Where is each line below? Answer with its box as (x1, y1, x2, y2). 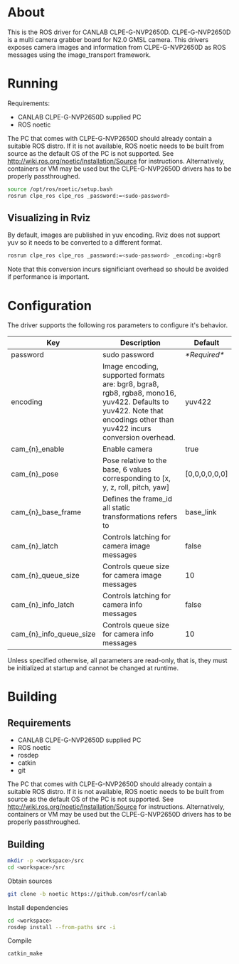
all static (102, 503, 131, 513)
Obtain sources (7, 876, 53, 885)
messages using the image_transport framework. (7, 51, 152, 59)
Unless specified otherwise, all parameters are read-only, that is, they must (7, 656, 228, 665)
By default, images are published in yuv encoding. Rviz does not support (7, 231, 221, 239)
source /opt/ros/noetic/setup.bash (7, 186, 113, 193)
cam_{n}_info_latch (11, 600, 75, 610)
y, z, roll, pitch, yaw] (102, 482, 169, 492)
